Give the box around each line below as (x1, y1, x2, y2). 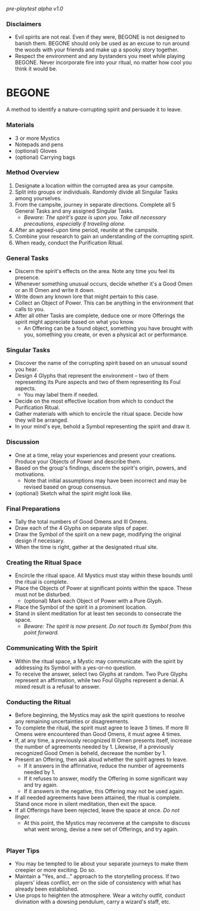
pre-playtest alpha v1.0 (6, 5, 64, 12)
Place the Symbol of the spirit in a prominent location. (14, 603, 147, 611)
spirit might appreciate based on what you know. (14, 318, 135, 326)
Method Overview (6, 168, 60, 177)
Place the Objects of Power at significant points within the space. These (14, 585, 192, 592)
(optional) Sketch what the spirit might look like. (14, 489, 133, 496)
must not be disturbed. (14, 591, 72, 598)
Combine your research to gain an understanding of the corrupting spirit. (14, 232, 194, 240)
